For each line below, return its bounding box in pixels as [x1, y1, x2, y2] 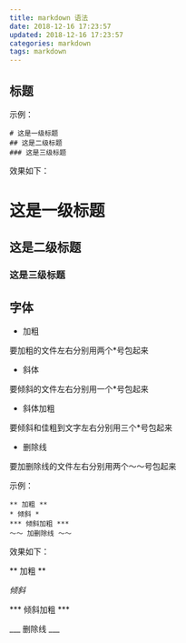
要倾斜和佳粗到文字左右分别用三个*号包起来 [9, 422, 173, 433]
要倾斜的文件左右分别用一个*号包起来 [9, 384, 150, 395]
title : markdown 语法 [9, 13, 89, 23]
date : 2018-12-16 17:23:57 [9, 22, 112, 31]
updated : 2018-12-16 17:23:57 [9, 30, 124, 39]
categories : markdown [9, 38, 92, 48]
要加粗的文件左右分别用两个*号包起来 [9, 345, 150, 356]
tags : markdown [9, 47, 67, 56]
